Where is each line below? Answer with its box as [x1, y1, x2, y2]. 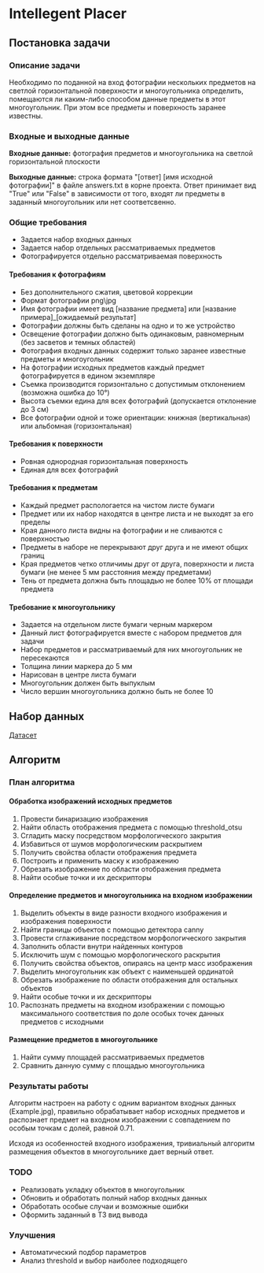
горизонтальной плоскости [9, 157, 101, 166]
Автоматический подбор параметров [20, 1247, 147, 1256]
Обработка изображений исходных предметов [9, 796, 173, 806]
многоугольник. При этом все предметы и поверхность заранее [9, 102, 226, 112]
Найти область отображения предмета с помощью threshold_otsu [20, 822, 243, 832]
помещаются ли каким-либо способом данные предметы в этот [9, 94, 226, 103]
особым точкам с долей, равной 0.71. [9, 1123, 135, 1133]
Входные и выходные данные [9, 131, 130, 142]
